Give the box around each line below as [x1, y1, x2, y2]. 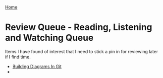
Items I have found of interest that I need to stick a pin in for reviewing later [5, 48, 159, 54]
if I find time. [5, 54, 31, 60]
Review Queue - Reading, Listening [5, 22, 153, 33]
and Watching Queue [5, 32, 94, 44]
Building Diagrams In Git [12, 63, 62, 69]
